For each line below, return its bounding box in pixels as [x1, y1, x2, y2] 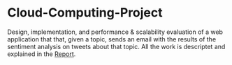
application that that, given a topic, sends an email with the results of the [7, 35, 217, 43]
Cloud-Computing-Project [7, 5, 163, 21]
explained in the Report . [7, 50, 76, 58]
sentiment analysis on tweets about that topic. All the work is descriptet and [7, 42, 226, 50]
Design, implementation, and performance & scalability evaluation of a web [7, 28, 224, 36]
